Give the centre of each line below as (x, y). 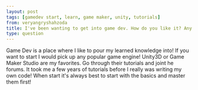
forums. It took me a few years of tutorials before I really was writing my (94, 69)
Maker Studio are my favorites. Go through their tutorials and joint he (90, 63)
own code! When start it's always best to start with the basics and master (96, 76)
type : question (25, 34)
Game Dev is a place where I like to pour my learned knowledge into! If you (98, 50)
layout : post (22, 12)
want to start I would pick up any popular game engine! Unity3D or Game (95, 57)
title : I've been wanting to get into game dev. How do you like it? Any (99, 28)
